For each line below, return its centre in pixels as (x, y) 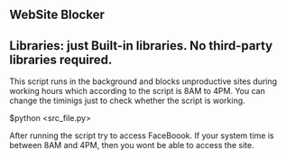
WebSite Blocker (57, 15)
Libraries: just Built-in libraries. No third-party (141, 46)
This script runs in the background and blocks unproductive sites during (143, 81)
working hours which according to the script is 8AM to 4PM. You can (138, 91)
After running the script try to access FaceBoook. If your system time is (142, 136)
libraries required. (61, 59)
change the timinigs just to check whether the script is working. (127, 101)
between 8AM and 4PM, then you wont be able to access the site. (132, 145)
